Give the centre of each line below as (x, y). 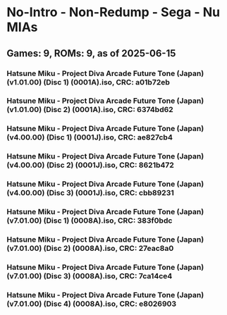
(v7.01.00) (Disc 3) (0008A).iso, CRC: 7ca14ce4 (90, 276)
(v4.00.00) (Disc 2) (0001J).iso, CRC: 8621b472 (90, 165)
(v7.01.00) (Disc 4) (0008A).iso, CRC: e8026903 (92, 304)
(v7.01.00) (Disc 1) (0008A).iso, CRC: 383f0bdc (90, 221)
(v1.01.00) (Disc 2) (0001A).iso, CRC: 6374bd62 (90, 110)
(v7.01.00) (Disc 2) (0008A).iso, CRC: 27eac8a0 (90, 249)
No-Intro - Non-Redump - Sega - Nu (113, 12)
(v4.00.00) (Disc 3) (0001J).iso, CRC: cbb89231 (90, 193)
